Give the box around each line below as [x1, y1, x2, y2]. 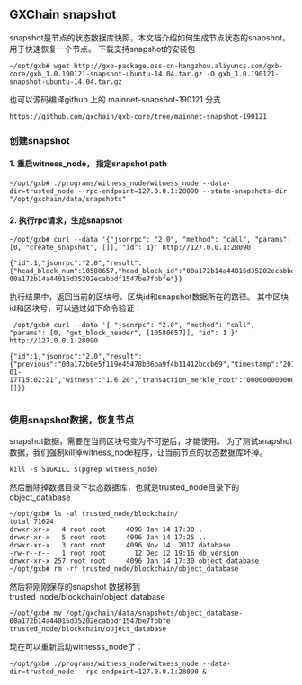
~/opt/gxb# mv [9, 609, 63, 618]
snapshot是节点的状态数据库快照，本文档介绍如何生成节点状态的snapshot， [9, 31, 290, 43]
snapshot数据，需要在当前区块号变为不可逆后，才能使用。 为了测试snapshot [9, 436, 293, 447]
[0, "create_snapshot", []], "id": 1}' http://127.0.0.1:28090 [9, 243, 252, 253]
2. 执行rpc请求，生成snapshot [9, 215, 123, 226]
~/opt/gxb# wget [9, 61, 70, 70]
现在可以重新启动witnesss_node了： [9, 642, 144, 653]
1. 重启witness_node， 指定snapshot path [9, 158, 168, 169]
